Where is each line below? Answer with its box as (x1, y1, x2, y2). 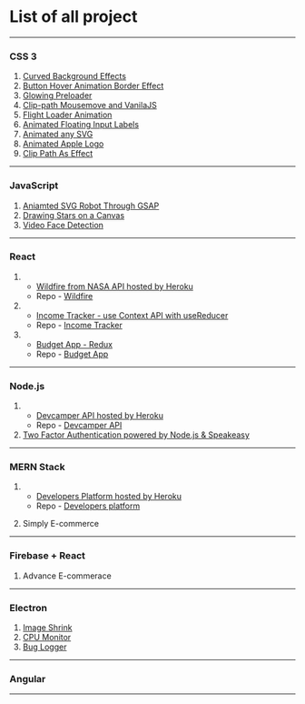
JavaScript (9, 179, 59, 192)
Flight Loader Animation (22, 109, 113, 120)
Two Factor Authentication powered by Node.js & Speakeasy (22, 429, 250, 440)
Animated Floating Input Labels (22, 119, 139, 130)
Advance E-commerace (22, 570, 112, 581)
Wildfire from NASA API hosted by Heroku (35, 280, 193, 292)
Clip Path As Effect (22, 148, 93, 159)
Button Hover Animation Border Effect (22, 80, 164, 92)
